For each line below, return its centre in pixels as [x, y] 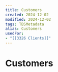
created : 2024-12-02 [27, 15]
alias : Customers [24, 29]
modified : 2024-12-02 [28, 19]
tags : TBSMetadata [25, 24]
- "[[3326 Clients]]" [28, 39]
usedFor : [14, 33]
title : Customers [24, 10]
